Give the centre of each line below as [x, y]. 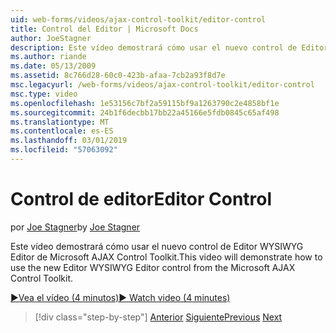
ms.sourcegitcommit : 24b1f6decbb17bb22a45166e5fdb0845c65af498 [145, 112]
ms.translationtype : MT [60, 122]
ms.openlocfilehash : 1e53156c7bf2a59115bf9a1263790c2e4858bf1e [145, 103]
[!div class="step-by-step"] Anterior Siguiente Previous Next [158, 317]
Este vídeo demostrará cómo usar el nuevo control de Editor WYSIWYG [157, 246]
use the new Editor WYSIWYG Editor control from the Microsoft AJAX [153, 267]
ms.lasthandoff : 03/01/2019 [69, 141]
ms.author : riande [48, 57]
